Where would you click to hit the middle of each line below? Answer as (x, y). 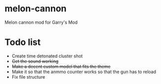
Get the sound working (35, 61)
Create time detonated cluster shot (47, 56)
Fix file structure (28, 77)
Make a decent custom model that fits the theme (61, 66)
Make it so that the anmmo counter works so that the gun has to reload (84, 72)
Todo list (23, 42)
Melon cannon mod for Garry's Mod (41, 22)
